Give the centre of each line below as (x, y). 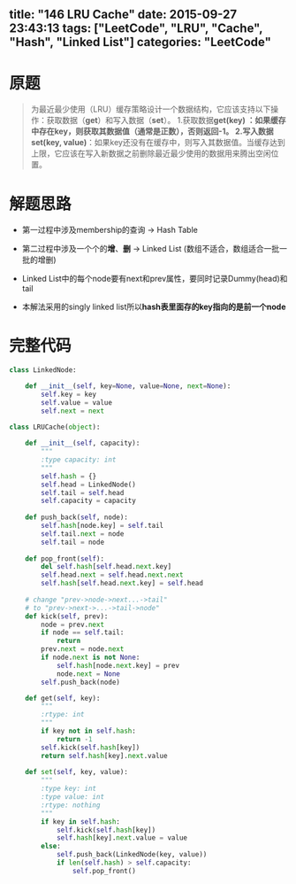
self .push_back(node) (81, 682)
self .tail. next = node (83, 534)
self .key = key (69, 394)
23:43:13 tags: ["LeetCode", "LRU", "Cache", (136, 29)
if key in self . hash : (81, 822)
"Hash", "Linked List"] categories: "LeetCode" (140, 42)
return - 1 (74, 739)
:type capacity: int (79, 460)
